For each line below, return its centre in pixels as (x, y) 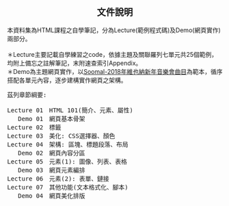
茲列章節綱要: (27, 95)
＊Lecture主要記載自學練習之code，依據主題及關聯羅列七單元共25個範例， (112, 54)
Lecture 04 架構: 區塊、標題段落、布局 (68, 144)
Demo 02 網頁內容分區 (52, 153)
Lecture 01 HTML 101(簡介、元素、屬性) (70, 110)
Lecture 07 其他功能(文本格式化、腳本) (68, 187)
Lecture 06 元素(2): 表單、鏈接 (58, 179)
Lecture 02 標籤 (34, 127)
